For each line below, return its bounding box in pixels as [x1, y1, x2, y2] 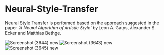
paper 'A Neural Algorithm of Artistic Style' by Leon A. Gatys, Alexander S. [5, 25, 156, 30]
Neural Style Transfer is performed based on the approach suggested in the [5, 20, 159, 26]
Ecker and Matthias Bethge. [5, 30, 62, 36]
